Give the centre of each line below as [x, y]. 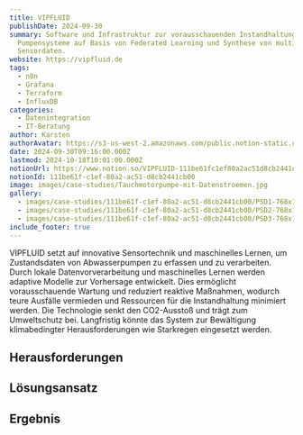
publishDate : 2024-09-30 [56, 26]
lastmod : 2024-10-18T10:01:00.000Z [76, 160]
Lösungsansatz [54, 388]
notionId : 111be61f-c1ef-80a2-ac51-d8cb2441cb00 [102, 177]
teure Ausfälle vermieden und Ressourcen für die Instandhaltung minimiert [148, 300]
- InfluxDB [38, 101]
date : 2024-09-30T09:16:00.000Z [70, 151]
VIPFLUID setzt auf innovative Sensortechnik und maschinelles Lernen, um [148, 252]
